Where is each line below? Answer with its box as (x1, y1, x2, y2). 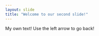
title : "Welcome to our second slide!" (5, 12, 88, 17)
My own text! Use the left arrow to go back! (5, 25, 94, 31)
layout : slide (5, 7, 35, 12)
